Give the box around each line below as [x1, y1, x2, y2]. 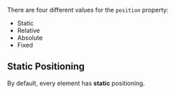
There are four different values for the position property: [7, 6, 169, 14]
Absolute [17, 34, 43, 42]
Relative [17, 27, 40, 34]
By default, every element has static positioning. [7, 79, 145, 87]
